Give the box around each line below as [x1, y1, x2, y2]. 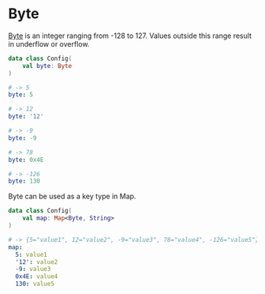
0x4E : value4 [15, 273, 58, 281]
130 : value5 [15, 280, 55, 288]
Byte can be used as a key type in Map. [8, 191, 136, 202]
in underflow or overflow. [8, 39, 90, 48]
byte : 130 [8, 177, 41, 186]
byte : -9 [8, 134, 37, 142]
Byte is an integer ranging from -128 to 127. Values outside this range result [8, 31, 252, 40]
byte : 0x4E [8, 156, 44, 164]
